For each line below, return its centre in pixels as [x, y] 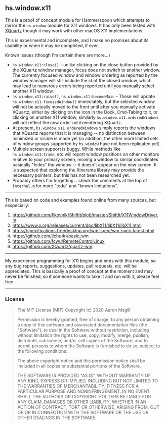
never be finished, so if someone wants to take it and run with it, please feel [82, 276]
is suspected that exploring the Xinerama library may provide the [78, 170]
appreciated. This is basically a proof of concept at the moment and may [79, 271]
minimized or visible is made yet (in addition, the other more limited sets [85, 138]
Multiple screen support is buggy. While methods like [66, 149]
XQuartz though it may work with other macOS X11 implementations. [75, 30]
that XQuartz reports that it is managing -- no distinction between [79, 133]
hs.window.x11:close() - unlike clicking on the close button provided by [85, 64]
